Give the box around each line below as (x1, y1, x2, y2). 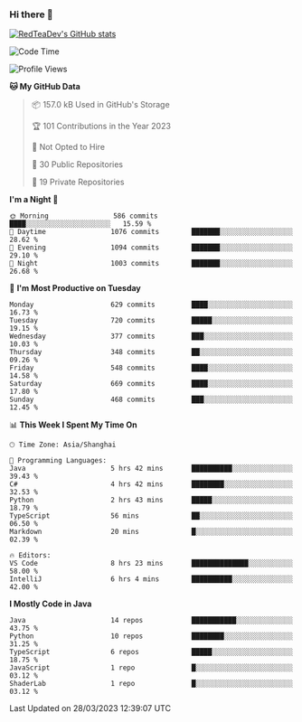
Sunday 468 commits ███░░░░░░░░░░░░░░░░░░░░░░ (9, 395, 294, 405)
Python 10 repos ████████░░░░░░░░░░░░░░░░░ (9, 632, 294, 641)
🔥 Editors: (9, 551, 52, 560)
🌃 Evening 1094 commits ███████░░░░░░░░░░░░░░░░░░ (9, 243, 294, 252)
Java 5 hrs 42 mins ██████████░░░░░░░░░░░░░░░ (9, 464, 294, 474)
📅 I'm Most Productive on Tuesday (9, 283, 142, 294)
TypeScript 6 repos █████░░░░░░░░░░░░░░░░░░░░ (9, 648, 294, 657)
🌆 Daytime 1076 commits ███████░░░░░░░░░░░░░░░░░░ (9, 228, 294, 237)
